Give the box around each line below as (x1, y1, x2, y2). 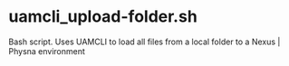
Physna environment (8, 45, 85, 56)
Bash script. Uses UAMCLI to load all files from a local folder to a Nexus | (8, 36, 281, 47)
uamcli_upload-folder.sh (8, 6, 198, 27)
